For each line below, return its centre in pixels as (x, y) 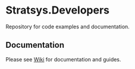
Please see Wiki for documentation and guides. (63, 59)
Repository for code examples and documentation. (68, 27)
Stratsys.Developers (58, 10)
